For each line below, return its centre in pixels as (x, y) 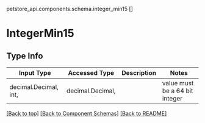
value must (178, 83)
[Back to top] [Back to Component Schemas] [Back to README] (87, 113)
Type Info (25, 56)
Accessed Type (91, 73)
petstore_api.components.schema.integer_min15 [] (70, 9)
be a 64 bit (178, 91)
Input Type (35, 73)
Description (139, 73)
